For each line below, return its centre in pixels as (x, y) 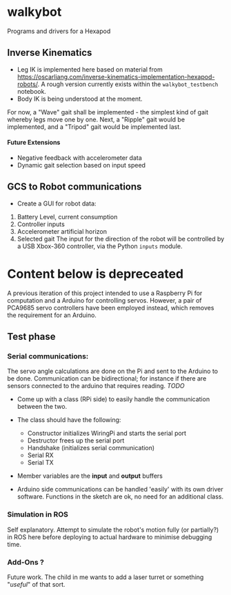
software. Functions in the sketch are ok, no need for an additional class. (120, 496)
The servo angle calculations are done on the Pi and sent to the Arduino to (113, 371)
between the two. (42, 407)
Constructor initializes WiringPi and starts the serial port (107, 433)
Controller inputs (41, 224)
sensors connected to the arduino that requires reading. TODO (96, 386)
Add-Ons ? (26, 562)
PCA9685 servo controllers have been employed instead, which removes (111, 307)
